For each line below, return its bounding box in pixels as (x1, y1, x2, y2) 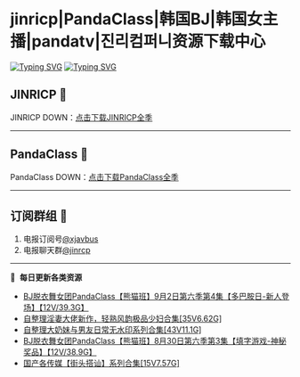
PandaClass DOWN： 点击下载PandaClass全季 (10, 171, 179, 182)
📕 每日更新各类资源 (10, 272, 83, 283)
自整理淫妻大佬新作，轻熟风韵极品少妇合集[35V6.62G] (22, 314, 223, 324)
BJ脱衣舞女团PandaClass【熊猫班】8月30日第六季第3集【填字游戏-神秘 (22, 336, 287, 347)
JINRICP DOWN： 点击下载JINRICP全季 (10, 111, 153, 122)
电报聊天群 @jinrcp (22, 245, 91, 256)
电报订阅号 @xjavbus (22, 234, 99, 244)
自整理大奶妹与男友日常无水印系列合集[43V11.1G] (22, 324, 202, 335)
